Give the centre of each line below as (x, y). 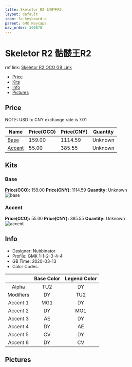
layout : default (21, 14)
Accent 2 (19, 310)
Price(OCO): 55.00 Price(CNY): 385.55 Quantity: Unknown (65, 218)
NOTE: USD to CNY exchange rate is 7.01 (46, 119)
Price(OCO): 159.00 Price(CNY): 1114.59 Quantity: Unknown (66, 190)
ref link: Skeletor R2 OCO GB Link (38, 68)
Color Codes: (25, 266)
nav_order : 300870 (24, 28)
